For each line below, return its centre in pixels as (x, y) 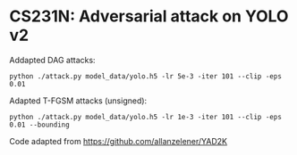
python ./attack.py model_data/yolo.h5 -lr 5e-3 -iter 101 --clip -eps (145, 76)
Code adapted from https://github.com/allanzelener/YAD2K (119, 141)
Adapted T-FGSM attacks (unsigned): (78, 101)
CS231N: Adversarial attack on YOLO (149, 16)
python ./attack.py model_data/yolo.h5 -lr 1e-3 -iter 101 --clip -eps (145, 117)
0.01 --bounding (39, 125)
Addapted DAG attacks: (52, 60)
